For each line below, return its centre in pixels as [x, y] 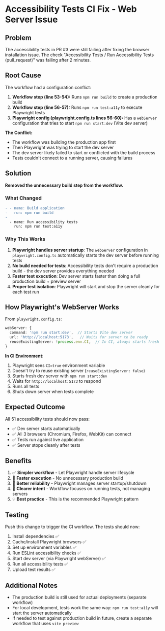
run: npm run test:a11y [38, 227]
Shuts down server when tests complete [53, 391]
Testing [17, 515]
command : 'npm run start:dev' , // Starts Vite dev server [71, 333]
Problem [18, 38]
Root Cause [23, 76]
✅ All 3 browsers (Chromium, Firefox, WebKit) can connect [72, 434]
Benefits [18, 461]
